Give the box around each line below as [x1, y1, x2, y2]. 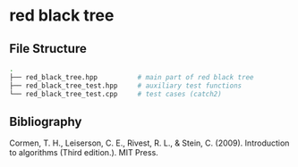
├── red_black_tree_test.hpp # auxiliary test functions [9, 81, 243, 90]
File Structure [9, 41, 87, 56]
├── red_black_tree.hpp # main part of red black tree [9, 72, 254, 81]
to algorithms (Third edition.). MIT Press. [9, 147, 158, 158]
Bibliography [9, 113, 82, 129]
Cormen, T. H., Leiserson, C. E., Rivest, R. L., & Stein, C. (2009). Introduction [9, 138, 290, 148]
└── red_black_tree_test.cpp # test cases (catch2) [9, 89, 222, 98]
